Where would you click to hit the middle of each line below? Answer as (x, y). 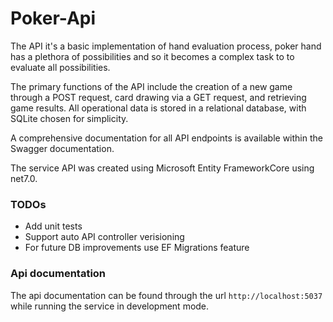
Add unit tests (53, 226)
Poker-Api (53, 18)
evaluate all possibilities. (60, 67)
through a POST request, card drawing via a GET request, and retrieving (158, 97)
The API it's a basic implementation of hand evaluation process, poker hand (166, 46)
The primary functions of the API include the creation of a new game (151, 86)
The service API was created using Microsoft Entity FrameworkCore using (162, 168)
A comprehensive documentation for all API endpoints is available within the (166, 138)
